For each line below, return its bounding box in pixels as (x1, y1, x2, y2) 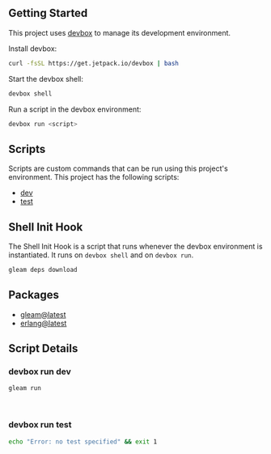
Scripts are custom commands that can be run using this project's (8, 163, 228, 173)
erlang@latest (19, 318, 67, 328)
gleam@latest (19, 309, 66, 319)
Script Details (8, 342, 78, 355)
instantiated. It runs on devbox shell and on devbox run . (8, 250, 194, 260)
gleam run (8, 384, 42, 392)
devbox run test (8, 419, 72, 431)
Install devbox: (8, 44, 57, 53)
